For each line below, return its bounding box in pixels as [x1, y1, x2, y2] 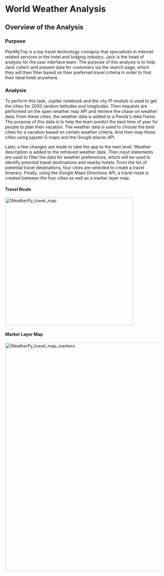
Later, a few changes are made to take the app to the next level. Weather [5, 144, 151, 150]
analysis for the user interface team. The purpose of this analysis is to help [5, 59, 155, 65]
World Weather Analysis [5, 3, 106, 15]
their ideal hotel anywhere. [5, 74, 59, 80]
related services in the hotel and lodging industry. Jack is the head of [5, 54, 144, 60]
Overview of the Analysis [5, 23, 84, 31]
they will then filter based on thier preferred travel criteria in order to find [5, 69, 151, 75]
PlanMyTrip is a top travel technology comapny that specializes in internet [5, 48, 154, 54]
